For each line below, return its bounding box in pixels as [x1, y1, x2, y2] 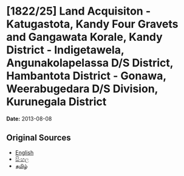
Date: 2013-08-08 [6, 114, 52, 122]
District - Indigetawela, [6, 43, 124, 57]
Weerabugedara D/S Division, [6, 82, 158, 96]
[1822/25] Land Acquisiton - [6, 4, 151, 18]
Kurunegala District [6, 95, 107, 109]
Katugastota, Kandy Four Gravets [6, 17, 179, 31]
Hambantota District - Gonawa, [6, 69, 167, 83]
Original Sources [6, 133, 71, 143]
